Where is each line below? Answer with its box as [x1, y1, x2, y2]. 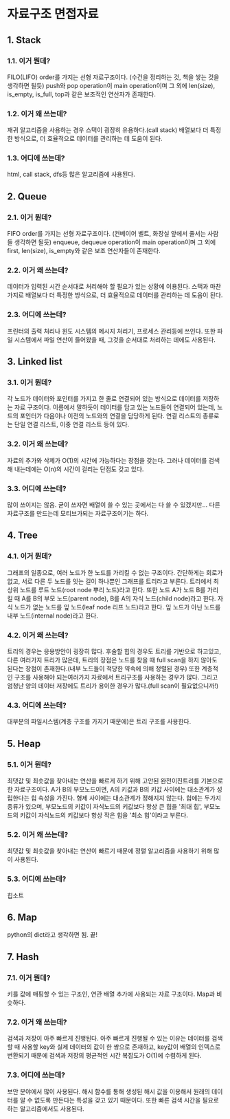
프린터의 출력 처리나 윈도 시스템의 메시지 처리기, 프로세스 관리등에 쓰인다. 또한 [7, 327, 216, 335]
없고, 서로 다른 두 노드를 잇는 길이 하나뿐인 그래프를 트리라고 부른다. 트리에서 [7, 577, 212, 585]
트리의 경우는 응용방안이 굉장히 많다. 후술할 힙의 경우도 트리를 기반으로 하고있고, [7, 647, 222, 655]
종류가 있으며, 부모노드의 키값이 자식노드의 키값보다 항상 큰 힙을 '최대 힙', [7, 803, 203, 810]
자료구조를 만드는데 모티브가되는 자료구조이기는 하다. [7, 510, 149, 518]
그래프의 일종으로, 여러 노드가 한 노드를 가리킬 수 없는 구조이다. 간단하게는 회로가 [7, 568, 223, 576]
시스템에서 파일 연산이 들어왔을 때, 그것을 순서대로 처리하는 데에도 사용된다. [14, 335, 216, 344]
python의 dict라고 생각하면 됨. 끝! [7, 931, 98, 939]
